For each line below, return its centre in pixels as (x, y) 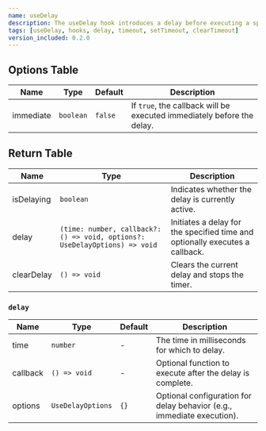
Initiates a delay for (206, 221)
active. (183, 209)
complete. (174, 383)
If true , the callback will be (180, 106)
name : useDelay (33, 15)
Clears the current (205, 264)
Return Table (40, 154)
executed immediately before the (192, 116)
